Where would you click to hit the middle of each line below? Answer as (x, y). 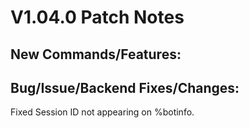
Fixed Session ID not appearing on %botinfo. (102, 112)
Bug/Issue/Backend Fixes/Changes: (125, 87)
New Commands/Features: (96, 54)
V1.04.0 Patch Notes (97, 17)
